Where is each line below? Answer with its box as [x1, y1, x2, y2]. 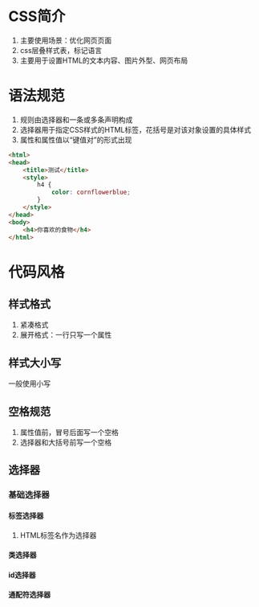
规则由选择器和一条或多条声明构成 [19, 114, 133, 125]
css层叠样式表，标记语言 [19, 45, 103, 55]
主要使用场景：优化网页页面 [19, 35, 112, 45]
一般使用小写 [8, 379, 51, 388]
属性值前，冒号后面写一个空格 [19, 428, 119, 437]
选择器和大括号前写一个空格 [19, 437, 112, 447]
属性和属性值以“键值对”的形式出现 [19, 134, 132, 145]
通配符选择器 [8, 590, 51, 600]
